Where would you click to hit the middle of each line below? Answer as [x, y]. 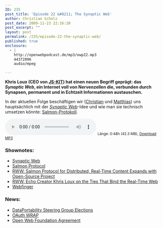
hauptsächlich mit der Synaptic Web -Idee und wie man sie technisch [74, 107]
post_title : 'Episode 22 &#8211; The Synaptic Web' [58, 14]
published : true [21, 41]
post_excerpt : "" [23, 28]
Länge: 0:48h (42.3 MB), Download [127, 134]
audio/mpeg [25, 64]
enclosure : [16, 46]
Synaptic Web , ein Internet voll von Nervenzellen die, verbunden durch [78, 87]
